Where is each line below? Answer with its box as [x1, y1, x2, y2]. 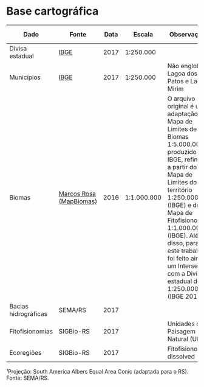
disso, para [167, 239, 199, 247]
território [167, 186, 192, 194]
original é [167, 102, 194, 110]
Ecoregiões [9, 348, 42, 357]
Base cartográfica [6, 4, 99, 18]
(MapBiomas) [58, 197, 98, 205]
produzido [167, 147, 197, 156]
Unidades [167, 319, 195, 328]
